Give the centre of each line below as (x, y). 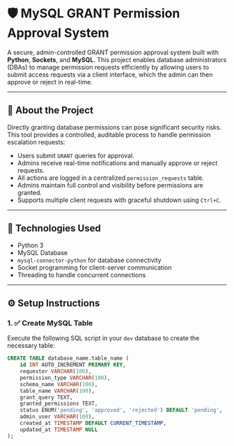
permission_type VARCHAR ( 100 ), (65, 378)
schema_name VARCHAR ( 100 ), (59, 384)
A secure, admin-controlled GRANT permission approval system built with (113, 52)
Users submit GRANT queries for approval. (76, 155)
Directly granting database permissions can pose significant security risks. (114, 127)
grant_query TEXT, (46, 397)
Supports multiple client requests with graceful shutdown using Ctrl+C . (119, 200)
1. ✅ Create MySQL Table (50, 323)
